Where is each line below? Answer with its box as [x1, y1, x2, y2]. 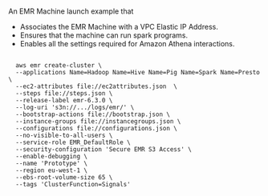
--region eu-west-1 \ [15, 166, 88, 174]
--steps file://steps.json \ [15, 90, 113, 98]
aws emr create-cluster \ [15, 62, 103, 70]
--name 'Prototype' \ [15, 159, 88, 167]
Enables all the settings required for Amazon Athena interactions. [19, 39, 235, 48]
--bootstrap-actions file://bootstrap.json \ [15, 110, 171, 118]
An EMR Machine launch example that [8, 6, 134, 16]
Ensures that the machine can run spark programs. [19, 30, 189, 40]
